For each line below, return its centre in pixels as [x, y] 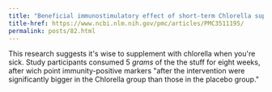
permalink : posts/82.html [52, 31]
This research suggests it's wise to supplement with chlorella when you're [132, 54]
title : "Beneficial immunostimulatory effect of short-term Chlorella [130, 16]
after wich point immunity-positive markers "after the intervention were [127, 71]
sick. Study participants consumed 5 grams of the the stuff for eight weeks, [134, 62]
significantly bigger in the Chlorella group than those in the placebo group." [134, 79]
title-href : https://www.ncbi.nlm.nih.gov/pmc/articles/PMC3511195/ [126, 23]
